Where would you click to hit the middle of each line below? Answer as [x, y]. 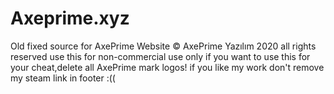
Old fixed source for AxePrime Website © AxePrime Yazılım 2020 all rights [163, 46]
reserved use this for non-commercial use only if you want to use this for [160, 56]
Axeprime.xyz [70, 18]
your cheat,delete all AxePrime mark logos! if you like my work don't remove [167, 67]
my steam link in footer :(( [63, 78]
